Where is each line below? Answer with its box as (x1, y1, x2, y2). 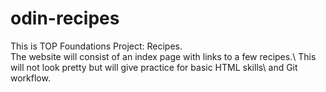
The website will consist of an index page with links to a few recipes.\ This (10, 50, 317, 62)
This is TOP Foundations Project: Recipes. (10, 40, 183, 52)
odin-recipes (10, 7, 120, 30)
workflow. (10, 72, 51, 84)
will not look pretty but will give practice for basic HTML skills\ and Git (10, 61, 298, 73)
